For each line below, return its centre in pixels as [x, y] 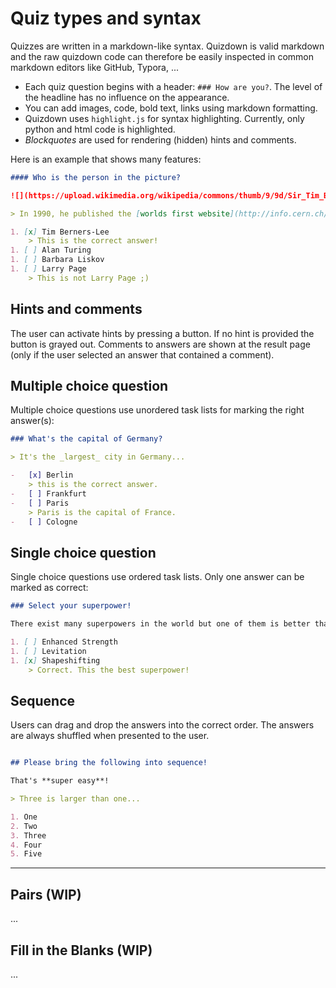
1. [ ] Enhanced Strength [64, 642]
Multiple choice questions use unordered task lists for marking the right [157, 410]
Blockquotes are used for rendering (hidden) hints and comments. [160, 139]
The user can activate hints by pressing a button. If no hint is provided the [162, 333]
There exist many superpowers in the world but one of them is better [160, 624]
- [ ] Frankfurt [48, 493]
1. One [24, 817]
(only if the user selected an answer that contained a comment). [142, 354]
